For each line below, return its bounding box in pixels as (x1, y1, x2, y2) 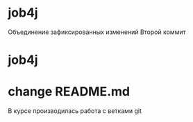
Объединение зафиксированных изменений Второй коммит (8, 28, 186, 36)
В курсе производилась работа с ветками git (8, 107, 142, 115)
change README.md (8, 84, 131, 100)
